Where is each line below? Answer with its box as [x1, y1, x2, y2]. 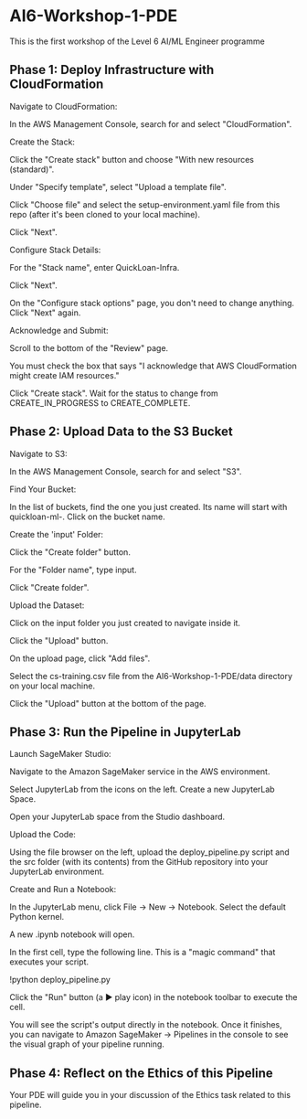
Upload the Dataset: [9, 600, 85, 611]
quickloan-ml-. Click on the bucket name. [9, 511, 166, 522]
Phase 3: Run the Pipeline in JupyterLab [9, 724, 241, 740]
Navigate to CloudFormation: [9, 101, 118, 112]
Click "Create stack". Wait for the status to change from [9, 388, 219, 399]
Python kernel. [9, 911, 65, 922]
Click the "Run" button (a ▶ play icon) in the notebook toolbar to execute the [9, 992, 298, 1003]
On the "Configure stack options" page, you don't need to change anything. [9, 297, 295, 308]
